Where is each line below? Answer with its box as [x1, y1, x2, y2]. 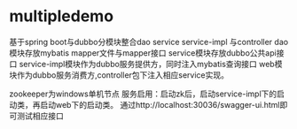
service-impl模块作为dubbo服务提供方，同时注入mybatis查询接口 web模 [19, 58, 283, 69]
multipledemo [9, 6, 113, 27]
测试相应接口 [16, 110, 64, 121]
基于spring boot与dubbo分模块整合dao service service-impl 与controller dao [9, 36, 289, 47]
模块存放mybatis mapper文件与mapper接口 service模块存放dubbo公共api [9, 47, 277, 58]
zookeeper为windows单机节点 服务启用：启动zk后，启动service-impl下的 [9, 88, 277, 99]
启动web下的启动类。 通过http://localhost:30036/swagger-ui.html [39, 99, 280, 110]
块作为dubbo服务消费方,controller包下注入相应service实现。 [9, 69, 229, 80]
